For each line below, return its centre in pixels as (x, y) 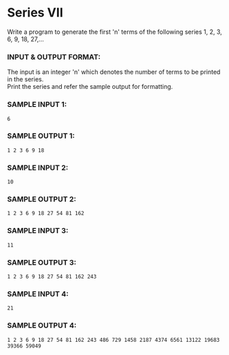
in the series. (25, 79)
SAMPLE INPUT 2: (38, 168)
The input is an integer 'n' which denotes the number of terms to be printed (114, 72)
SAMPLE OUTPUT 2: (42, 199)
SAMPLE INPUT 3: (38, 231)
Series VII (35, 13)
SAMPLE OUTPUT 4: (42, 325)
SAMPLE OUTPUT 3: (42, 262)
